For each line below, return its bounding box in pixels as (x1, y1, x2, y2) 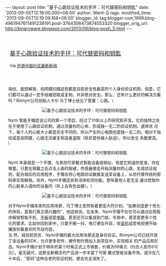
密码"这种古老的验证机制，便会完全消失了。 (26, 256, 109, 261)
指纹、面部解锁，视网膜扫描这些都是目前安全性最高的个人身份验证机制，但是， (8, 86, 157, 91)
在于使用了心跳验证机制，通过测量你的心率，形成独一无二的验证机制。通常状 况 (8, 123, 158, 129)
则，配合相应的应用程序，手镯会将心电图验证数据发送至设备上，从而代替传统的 (8, 172, 157, 177)
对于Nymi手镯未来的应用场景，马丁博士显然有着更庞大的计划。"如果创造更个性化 (8, 203, 161, 208)
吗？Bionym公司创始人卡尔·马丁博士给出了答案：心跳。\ (8, 98, 114, 103)
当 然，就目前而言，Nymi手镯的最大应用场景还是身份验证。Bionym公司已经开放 (8, 232, 158, 238)
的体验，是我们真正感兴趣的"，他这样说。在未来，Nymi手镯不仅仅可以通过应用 (8, 209, 157, 214)
